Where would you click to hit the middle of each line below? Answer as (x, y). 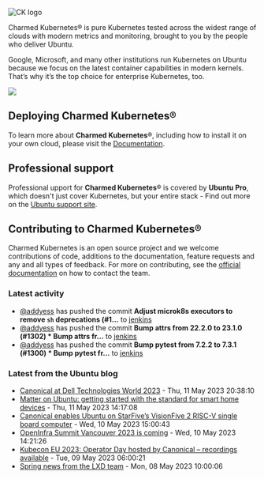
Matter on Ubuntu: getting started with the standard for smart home (129, 399)
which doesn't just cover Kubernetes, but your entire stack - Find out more (129, 196)
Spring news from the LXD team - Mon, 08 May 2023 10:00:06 (121, 466)
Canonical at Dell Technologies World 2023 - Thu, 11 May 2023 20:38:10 (137, 390)
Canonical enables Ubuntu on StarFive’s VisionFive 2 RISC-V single (128, 416)
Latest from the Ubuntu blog (63, 373)
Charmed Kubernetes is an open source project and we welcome (113, 248)
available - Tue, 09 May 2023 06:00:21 (82, 458)
